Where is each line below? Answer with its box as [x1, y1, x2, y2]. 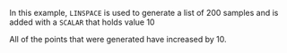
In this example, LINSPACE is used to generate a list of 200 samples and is [9, 8, 279, 18]
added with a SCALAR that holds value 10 [9, 17, 155, 27]
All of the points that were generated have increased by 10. [9, 34, 227, 44]
